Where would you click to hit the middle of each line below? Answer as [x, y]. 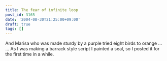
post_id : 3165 [20, 15]
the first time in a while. [30, 54]
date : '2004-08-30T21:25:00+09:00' [43, 19]
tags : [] [14, 29]
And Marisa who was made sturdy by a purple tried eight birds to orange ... [84, 43]
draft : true [18, 24]
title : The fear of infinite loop [42, 10]
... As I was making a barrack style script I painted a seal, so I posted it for [82, 49]
